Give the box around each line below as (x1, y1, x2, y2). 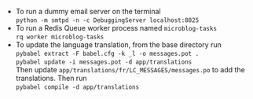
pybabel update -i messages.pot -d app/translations (15, 58, 192, 66)
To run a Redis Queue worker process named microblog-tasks (15, 24, 218, 32)
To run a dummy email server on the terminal (15, 7, 161, 16)
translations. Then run (15, 74, 87, 82)
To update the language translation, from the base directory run (15, 40, 222, 49)
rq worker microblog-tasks (15, 33, 104, 41)
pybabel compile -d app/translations (15, 83, 140, 91)
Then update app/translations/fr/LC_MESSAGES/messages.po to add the (15, 65, 245, 74)
